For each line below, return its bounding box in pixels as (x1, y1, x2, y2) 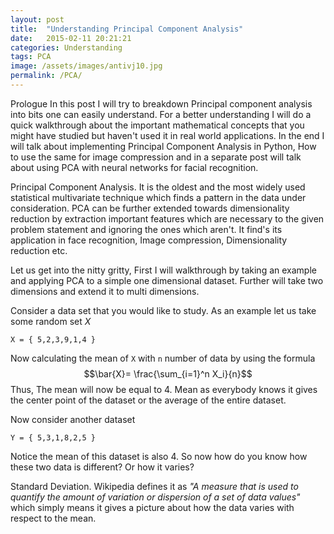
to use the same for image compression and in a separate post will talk (10, 151, 302, 163)
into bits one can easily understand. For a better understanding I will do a (10, 108, 312, 120)
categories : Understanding (10, 42, 123, 53)
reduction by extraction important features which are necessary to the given (10, 212, 325, 225)
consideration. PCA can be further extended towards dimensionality (10, 202, 290, 214)
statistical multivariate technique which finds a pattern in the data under (10, 191, 307, 203)
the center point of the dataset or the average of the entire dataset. (10, 394, 287, 406)
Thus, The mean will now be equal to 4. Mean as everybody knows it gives (10, 383, 318, 395)
